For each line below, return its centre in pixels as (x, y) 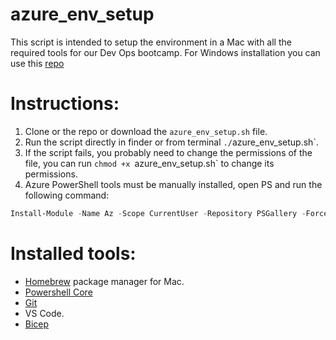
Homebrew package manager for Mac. (104, 281)
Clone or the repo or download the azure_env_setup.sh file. (146, 131)
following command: (67, 195)
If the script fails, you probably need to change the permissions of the (168, 152)
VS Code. (44, 313)
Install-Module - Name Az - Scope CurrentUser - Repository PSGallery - (158, 213)
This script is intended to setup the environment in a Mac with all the (151, 42)
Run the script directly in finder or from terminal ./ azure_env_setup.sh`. (171, 142)
